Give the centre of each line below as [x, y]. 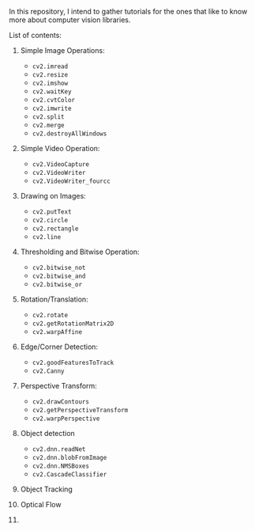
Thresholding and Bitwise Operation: [80, 252]
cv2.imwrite [52, 108]
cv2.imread [50, 66]
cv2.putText [52, 212]
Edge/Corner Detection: [59, 347]
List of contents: [36, 35]
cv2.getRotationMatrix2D [73, 324]
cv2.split [49, 117]
